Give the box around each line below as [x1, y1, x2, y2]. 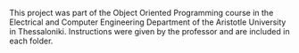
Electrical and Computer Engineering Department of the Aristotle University [9, 17, 287, 27]
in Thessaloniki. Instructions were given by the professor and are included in [9, 26, 290, 36]
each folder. [9, 35, 54, 46]
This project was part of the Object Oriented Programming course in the [9, 8, 274, 18]
